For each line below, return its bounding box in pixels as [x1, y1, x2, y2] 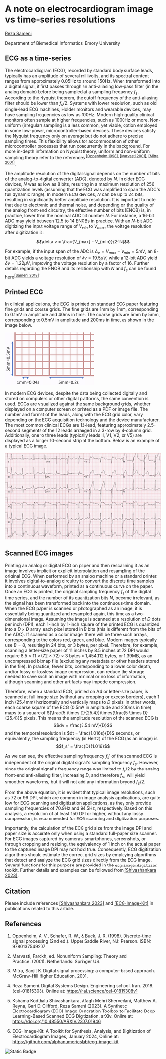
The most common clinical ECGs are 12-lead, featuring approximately [5, 422, 147, 428]
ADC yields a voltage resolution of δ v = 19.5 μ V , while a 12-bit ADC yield [11, 255, 158, 261]
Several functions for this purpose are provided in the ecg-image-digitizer [5, 862, 157, 868]
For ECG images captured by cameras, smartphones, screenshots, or [5, 836, 146, 842]
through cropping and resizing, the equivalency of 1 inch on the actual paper [5, 841, 161, 847]
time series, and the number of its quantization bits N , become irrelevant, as [5, 595, 160, 601]
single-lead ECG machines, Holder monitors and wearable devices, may [5, 106, 152, 112]
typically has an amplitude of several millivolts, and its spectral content [5, 73, 149, 79]
